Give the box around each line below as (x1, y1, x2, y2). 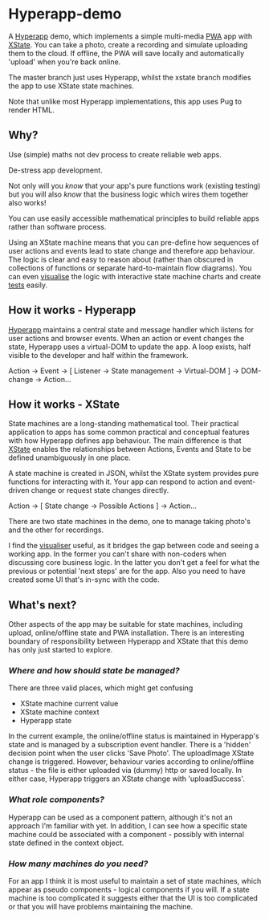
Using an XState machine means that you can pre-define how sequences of (8, 238, 259, 247)
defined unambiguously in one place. (8, 453, 131, 462)
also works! (8, 197, 47, 207)
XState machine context (19, 707, 100, 717)
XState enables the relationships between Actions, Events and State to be (8, 445, 251, 454)
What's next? (8, 598, 77, 612)
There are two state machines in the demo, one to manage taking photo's (8, 517, 251, 527)
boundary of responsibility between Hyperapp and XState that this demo (8, 636, 249, 646)
